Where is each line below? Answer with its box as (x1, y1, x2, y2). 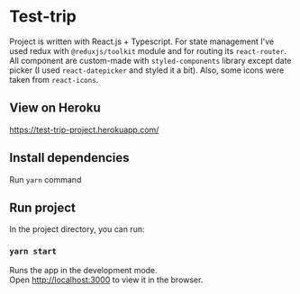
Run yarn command (9, 174, 82, 185)
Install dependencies (9, 150, 130, 165)
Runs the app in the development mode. (9, 264, 158, 275)
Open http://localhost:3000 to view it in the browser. (9, 274, 204, 285)
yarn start (9, 246, 57, 257)
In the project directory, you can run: (9, 224, 145, 235)
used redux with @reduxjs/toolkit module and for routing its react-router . (9, 45, 286, 56)
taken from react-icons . (9, 74, 99, 85)
